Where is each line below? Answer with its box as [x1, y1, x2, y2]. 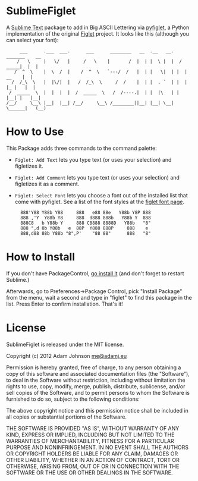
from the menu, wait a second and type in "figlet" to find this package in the [6, 294, 192, 301]
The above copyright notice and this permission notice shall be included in [6, 407, 188, 414]
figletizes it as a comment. [14, 180, 80, 187]
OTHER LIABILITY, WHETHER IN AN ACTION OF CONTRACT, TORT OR [6, 456, 180, 463]
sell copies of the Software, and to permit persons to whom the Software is [6, 389, 190, 396]
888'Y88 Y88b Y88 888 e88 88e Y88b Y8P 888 [20, 209, 151, 215]
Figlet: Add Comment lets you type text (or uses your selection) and [14, 174, 180, 181]
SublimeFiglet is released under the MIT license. [6, 341, 124, 348]
